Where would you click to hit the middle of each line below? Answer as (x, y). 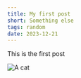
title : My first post (39, 14)
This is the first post (36, 54)
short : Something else (40, 21)
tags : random (26, 27)
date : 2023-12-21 (33, 34)
